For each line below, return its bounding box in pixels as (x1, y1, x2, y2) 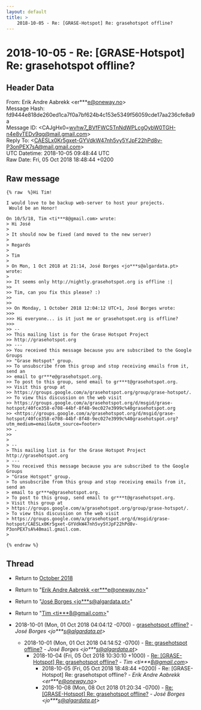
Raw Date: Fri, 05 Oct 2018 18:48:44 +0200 (6, 156, 114, 163)
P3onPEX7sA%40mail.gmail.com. (6, 526, 82, 532)
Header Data (6, 82, 55, 93)
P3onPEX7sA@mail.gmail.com (6, 143, 81, 150)
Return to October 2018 (14, 575, 73, 581)
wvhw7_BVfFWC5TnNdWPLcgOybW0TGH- (68, 124, 176, 131)
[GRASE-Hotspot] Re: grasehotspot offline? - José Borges (41, 690, 185, 697)
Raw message (6, 173, 60, 184)
